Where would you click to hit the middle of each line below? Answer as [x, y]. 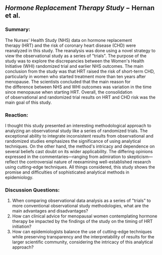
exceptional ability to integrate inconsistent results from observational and [79, 136]
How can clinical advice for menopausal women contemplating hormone [85, 216]
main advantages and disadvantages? [50, 211]
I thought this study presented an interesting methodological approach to [78, 125]
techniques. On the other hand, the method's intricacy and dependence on [80, 146]
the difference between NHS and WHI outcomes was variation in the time [78, 87]
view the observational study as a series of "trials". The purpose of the [76, 56]
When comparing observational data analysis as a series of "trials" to [81, 201]
